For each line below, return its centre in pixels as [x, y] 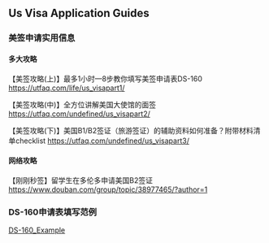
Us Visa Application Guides [79, 13]
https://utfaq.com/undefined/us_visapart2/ [79, 114]
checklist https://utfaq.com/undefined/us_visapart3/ [102, 141]
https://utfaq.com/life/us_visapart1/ [67, 88]
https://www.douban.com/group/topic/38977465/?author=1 [108, 189]
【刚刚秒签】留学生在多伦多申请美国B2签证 [80, 180]
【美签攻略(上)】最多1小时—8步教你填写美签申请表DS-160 [106, 78]
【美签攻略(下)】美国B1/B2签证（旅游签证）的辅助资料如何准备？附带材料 [131, 130]
